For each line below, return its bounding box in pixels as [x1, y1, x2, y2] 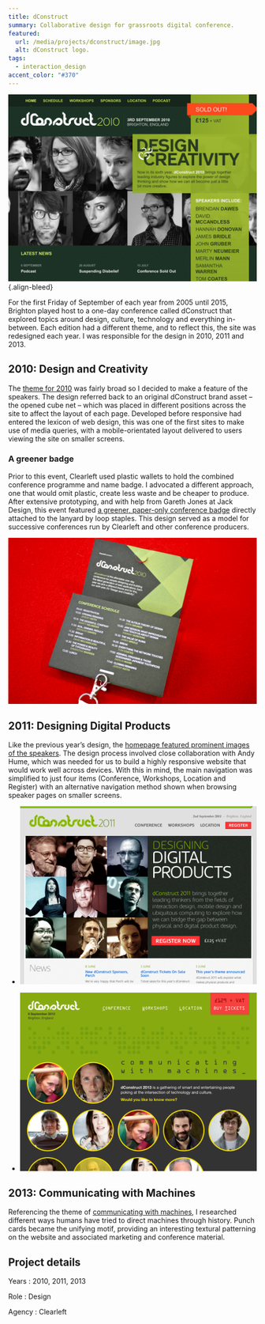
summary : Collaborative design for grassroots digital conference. [8, 21, 235, 29]
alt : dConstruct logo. [15, 46, 90, 55]
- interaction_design [15, 63, 87, 71]
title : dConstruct [8, 13, 69, 21]
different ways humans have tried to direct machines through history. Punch [8, 1216, 255, 1225]
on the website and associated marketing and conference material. [8, 1232, 226, 1242]
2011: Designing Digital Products [8, 719, 171, 732]
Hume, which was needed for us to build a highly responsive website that [8, 757, 247, 766]
